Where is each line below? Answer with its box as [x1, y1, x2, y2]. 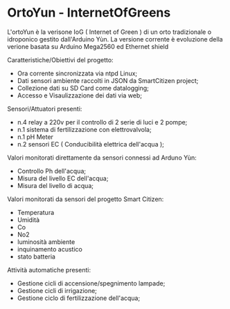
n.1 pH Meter [17, 133, 54, 141]
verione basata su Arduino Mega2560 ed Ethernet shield [7, 42, 169, 50]
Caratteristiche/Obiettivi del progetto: [7, 55, 114, 64]
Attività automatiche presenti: [7, 265, 91, 274]
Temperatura [17, 208, 55, 216]
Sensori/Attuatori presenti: [7, 104, 82, 113]
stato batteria [17, 252, 55, 261]
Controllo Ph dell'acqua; [17, 167, 87, 175]
